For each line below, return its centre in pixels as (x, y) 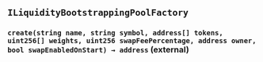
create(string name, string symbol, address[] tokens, (115, 33)
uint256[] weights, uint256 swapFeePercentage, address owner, (132, 41)
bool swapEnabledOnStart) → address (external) (98, 49)
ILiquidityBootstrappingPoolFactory (98, 13)
